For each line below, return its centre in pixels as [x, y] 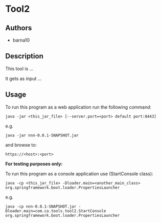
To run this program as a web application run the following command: [78, 107]
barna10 [21, 40]
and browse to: [21, 145]
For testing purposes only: [34, 164]
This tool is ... [19, 68]
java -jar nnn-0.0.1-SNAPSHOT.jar [42, 135]
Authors [19, 28]
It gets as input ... [24, 78]
